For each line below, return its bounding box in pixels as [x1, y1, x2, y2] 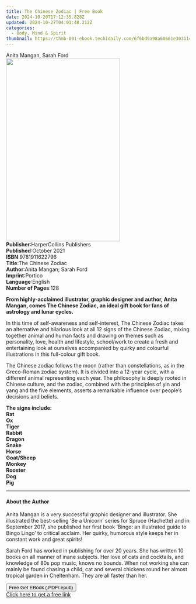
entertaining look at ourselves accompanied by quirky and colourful [6, 345, 169, 351]
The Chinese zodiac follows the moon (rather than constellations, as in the [6, 362, 185, 369]
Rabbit [6, 430, 22, 436]
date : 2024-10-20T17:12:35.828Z [6, 14, 85, 20]
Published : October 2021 [6, 247, 65, 254]
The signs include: [6, 404, 52, 411]
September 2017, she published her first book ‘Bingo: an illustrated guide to [6, 523, 187, 530]
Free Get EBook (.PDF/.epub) [9, 585, 73, 591]
